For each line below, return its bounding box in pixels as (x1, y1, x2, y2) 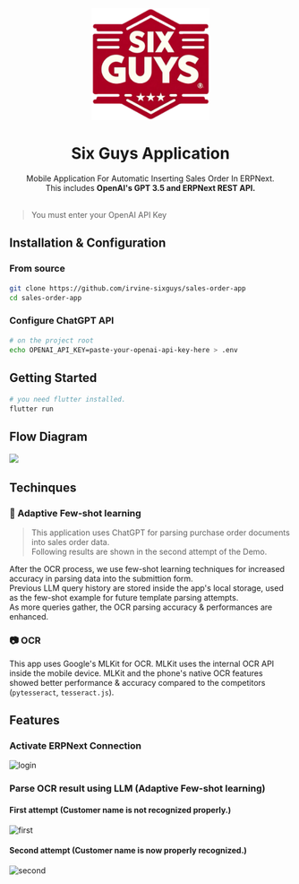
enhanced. (9, 611, 49, 622)
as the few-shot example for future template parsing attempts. (9, 593, 239, 603)
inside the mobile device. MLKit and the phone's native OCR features (9, 667, 263, 679)
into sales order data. (30, 537, 110, 548)
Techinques (9, 481, 77, 496)
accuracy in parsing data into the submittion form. (9, 573, 194, 585)
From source (9, 263, 65, 275)
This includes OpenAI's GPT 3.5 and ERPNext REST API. (45, 182, 256, 193)
